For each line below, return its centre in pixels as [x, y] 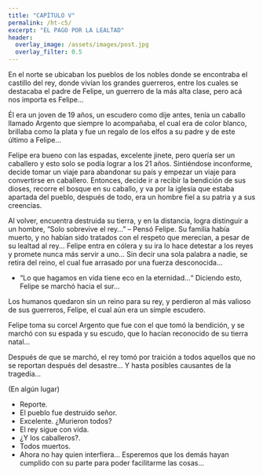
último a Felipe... [35, 140]
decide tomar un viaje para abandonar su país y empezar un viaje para [122, 172]
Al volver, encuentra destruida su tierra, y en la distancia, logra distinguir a [128, 221]
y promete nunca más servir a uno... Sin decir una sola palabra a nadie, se [128, 254]
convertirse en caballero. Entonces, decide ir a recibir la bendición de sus [127, 180]
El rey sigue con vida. [54, 429]
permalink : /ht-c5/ [40, 23]
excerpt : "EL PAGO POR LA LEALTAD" [66, 30]
